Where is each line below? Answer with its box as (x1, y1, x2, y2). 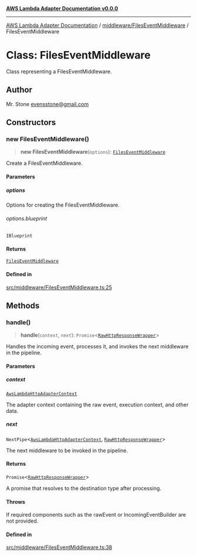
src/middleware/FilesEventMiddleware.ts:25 (6, 284, 113, 291)
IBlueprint (6, 233, 33, 239)
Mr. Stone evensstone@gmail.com (6, 100, 89, 107)
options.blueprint (6, 215, 47, 222)
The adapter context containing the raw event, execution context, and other (6, 401, 189, 408)
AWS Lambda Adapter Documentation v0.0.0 (6, 5, 118, 12)
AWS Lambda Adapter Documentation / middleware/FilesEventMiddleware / (6, 22, 189, 29)
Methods (6, 301, 40, 310)
